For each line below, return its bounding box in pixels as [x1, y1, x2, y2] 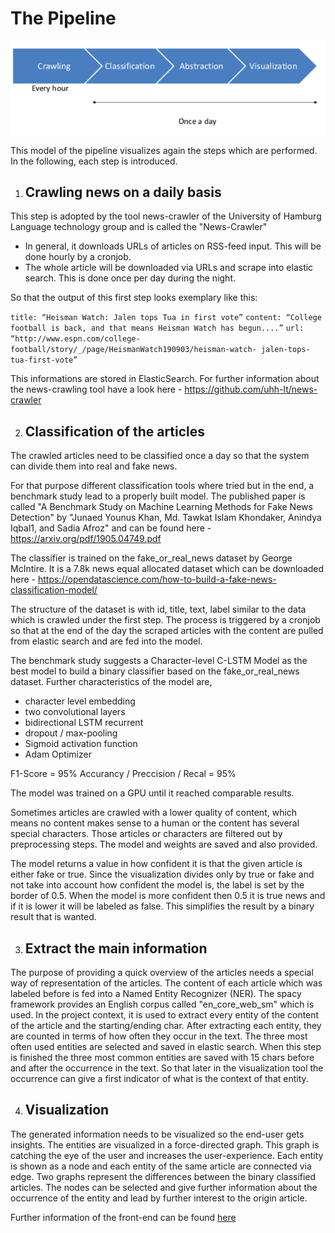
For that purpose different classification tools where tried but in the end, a [10, 480, 315, 492]
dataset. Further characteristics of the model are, [10, 676, 213, 688]
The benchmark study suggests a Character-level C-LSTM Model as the [10, 655, 308, 667]
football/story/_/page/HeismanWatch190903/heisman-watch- [10, 345, 257, 355]
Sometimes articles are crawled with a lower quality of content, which [10, 807, 298, 819]
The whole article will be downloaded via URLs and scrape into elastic [24, 262, 314, 274]
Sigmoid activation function [24, 738, 138, 750]
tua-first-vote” [10, 355, 78, 366]
